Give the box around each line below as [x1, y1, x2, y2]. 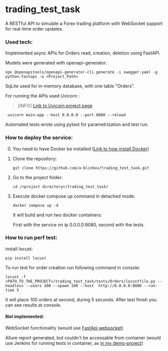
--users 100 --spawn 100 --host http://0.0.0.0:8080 [25, 283, 142, 288]
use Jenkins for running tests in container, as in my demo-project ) [5, 340, 143, 346]
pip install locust [5, 256, 47, 261]
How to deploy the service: [5, 134, 73, 141]
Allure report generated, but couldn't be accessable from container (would [5, 335, 161, 341]
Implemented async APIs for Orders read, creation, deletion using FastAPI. [5, 50, 161, 56]
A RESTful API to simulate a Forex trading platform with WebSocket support [5, 20, 163, 26]
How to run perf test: [5, 234, 58, 241]
